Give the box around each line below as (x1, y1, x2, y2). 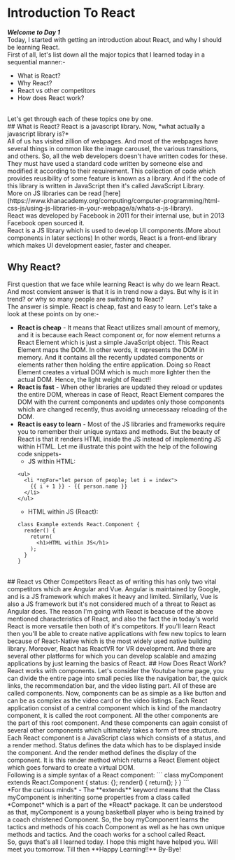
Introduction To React (7, 5, 136, 21)
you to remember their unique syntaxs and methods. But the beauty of (17, 427, 220, 435)
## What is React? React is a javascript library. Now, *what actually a (7, 122, 205, 130)
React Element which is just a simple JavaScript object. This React (17, 338, 208, 346)
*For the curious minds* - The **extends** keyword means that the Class (7, 785, 220, 794)
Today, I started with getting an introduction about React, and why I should (7, 35, 222, 43)
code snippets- (17, 449, 62, 458)
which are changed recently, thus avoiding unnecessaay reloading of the (17, 404, 227, 414)
